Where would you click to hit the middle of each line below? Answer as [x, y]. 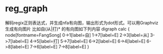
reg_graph [27, 9]
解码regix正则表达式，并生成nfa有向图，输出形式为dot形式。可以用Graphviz [82, 23]
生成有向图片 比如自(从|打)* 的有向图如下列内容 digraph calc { [68, 29]
